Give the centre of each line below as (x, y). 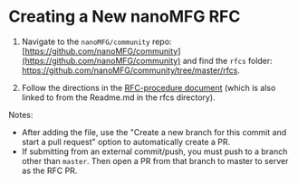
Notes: (21, 114)
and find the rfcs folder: (227, 60)
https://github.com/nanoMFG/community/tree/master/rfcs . (131, 70)
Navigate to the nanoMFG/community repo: (96, 41)
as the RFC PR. (49, 170)
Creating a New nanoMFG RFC (125, 17)
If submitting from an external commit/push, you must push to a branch (154, 151)
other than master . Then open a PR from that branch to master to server (155, 160)
